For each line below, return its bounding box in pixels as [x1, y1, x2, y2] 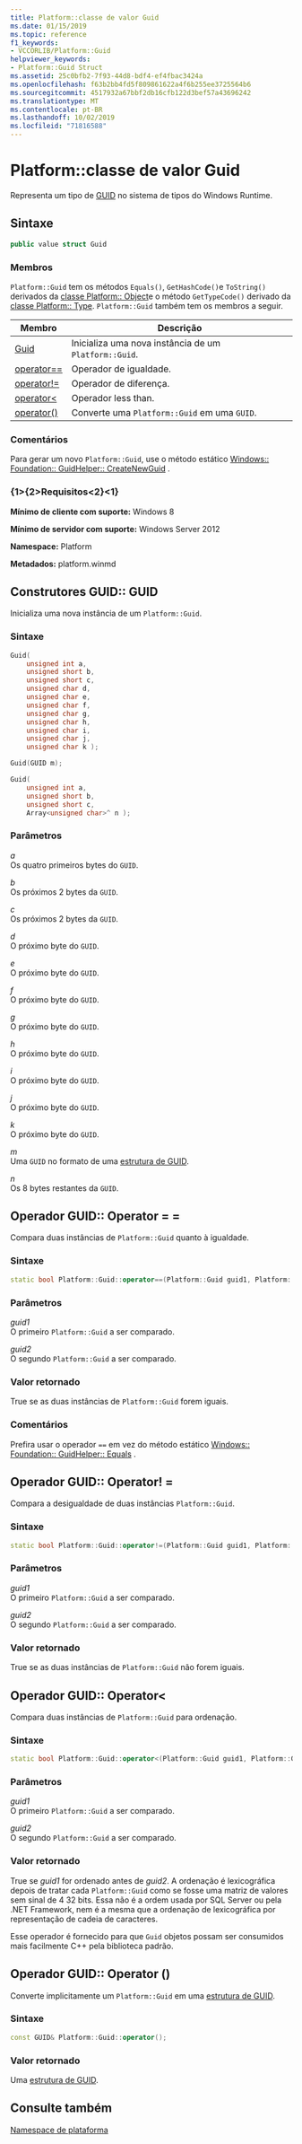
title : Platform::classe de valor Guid [10, 13, 160, 22]
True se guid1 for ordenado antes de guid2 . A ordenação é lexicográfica [10, 1875, 276, 1886]
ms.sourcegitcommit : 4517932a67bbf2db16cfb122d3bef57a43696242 [10, 88, 252, 97]
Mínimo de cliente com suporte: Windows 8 [10, 506, 175, 517]
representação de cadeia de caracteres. [10, 1913, 159, 1924]
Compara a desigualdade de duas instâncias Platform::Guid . [10, 1498, 236, 1509]
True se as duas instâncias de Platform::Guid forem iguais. [10, 1396, 229, 1407]
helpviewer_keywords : [10, 55, 91, 64]
